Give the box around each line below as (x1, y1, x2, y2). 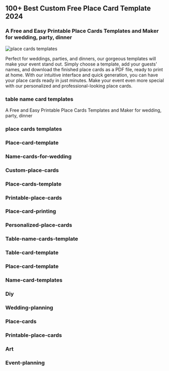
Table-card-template (5, 249, 59, 256)
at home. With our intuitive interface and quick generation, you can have (5, 72, 158, 78)
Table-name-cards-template (5, 235, 79, 242)
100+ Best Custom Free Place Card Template (5, 4, 151, 13)
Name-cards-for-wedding (5, 153, 72, 160)
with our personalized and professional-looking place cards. (5, 83, 133, 89)
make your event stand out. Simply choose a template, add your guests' (5, 61, 158, 67)
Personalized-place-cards (5, 221, 72, 229)
